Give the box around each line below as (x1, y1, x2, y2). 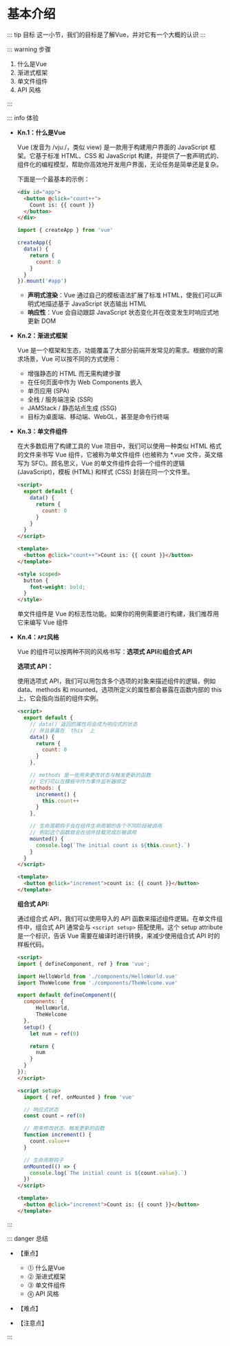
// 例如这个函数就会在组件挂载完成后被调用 (30, 829, 136, 836)
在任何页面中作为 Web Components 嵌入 (27, 378, 143, 386)
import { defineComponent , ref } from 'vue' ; (17, 960, 150, 967)
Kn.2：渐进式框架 (17, 332, 68, 340)
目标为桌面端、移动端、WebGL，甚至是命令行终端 (27, 413, 169, 421)
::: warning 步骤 (7, 45, 52, 53)
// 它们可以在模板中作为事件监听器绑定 (30, 778, 127, 785)
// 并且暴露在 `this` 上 (30, 727, 95, 734)
